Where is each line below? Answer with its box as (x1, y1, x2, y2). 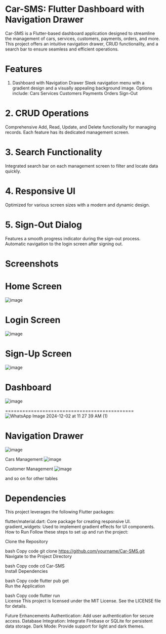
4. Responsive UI (5, 185, 76, 196)
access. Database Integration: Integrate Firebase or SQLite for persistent (5, 618, 153, 624)
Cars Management (5, 456, 43, 462)
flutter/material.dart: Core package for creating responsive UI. (5, 518, 131, 525)
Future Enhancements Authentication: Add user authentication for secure (5, 613, 154, 619)
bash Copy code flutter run (5, 592, 60, 599)
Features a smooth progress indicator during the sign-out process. (5, 235, 141, 241)
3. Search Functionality (5, 147, 102, 158)
